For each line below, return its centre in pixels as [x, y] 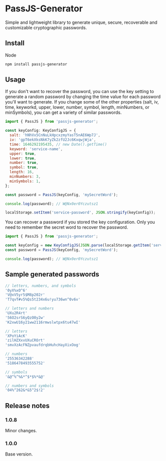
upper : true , [23, 154]
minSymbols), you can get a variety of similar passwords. [63, 112]
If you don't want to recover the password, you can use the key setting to [80, 92]
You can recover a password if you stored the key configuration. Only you [80, 222]
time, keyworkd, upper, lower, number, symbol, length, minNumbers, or [77, 107]
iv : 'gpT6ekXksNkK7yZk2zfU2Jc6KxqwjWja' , [53, 140]
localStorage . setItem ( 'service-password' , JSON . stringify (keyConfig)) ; [80, 213]
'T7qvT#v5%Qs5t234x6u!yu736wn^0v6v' [43, 300]
